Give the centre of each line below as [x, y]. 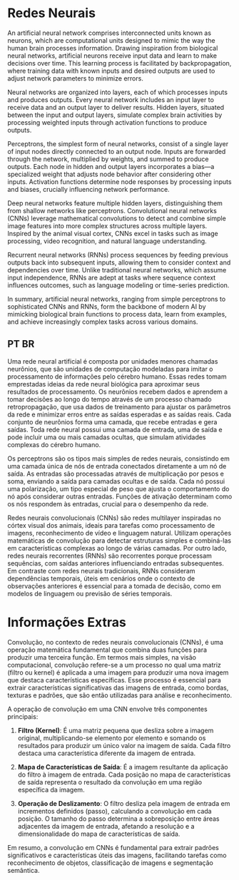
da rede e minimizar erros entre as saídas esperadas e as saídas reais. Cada [119, 414]
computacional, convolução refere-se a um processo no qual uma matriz [114, 665]
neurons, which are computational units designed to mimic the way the [111, 40]
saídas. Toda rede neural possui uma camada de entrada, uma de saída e [115, 429]
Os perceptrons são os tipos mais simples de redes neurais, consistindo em [118, 459]
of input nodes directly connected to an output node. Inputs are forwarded [117, 151]
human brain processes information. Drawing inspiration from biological [113, 48]
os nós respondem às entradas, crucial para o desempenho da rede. [108, 503]
